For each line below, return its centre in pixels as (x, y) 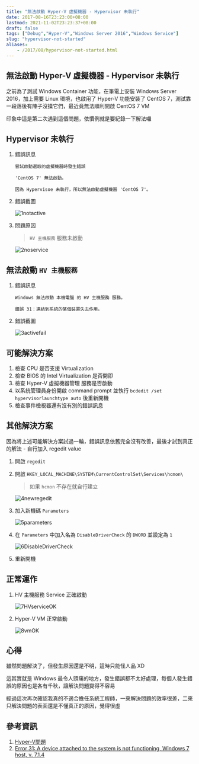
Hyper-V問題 (30, 742)
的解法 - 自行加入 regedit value (44, 449)
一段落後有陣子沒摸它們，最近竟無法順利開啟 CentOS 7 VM (78, 106)
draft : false (22, 28)
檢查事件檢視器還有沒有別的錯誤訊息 (59, 405)
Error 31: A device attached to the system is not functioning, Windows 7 (102, 749)
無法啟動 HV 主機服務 (42, 270)
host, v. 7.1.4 (30, 755)
